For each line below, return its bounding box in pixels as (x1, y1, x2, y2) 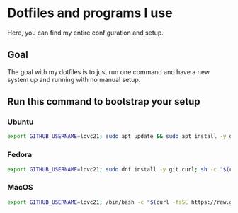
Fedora (7, 150, 33, 160)
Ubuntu (7, 117, 34, 127)
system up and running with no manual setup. (7, 75, 141, 84)
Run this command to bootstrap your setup (7, 96, 200, 108)
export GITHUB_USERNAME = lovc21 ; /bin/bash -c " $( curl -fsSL (7, 198, 189, 206)
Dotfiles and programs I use (7, 5, 173, 21)
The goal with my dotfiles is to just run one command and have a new (7, 67, 210, 76)
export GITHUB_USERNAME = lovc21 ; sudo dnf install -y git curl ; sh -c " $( (7, 166, 230, 173)
